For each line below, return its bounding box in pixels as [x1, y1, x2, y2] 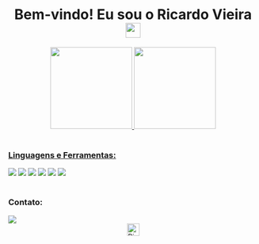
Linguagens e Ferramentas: [8, 149, 116, 160]
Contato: [8, 196, 44, 208]
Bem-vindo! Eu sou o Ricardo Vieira [14, 6, 252, 24]
